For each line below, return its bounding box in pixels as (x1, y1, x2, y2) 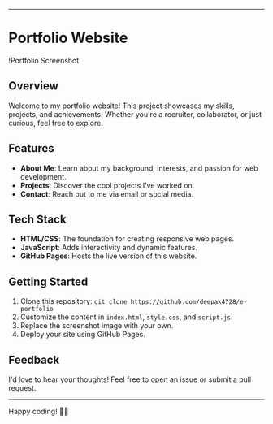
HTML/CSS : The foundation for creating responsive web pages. (19, 234, 235, 244)
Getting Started (8, 275, 89, 288)
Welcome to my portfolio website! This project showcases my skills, (8, 101, 235, 110)
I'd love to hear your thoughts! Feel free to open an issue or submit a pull (8, 374, 252, 384)
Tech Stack (8, 212, 67, 226)
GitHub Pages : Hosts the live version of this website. (19, 251, 197, 261)
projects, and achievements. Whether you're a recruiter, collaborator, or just (8, 109, 262, 119)
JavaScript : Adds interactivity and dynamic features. (19, 243, 197, 253)
